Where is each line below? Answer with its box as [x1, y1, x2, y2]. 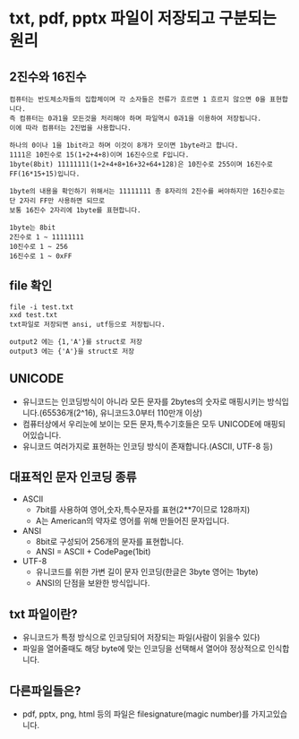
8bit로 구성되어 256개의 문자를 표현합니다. [35, 537, 184, 547]
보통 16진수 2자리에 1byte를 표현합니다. [9, 206, 141, 215]
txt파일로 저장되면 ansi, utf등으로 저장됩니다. [9, 320, 166, 329]
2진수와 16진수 [9, 69, 87, 84]
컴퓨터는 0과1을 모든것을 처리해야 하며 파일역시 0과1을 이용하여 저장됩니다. [19, 114, 262, 123]
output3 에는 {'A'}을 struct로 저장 [9, 347, 135, 356]
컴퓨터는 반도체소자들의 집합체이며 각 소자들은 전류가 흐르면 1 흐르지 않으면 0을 [9, 95, 266, 104]
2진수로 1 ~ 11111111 [9, 233, 85, 242]
